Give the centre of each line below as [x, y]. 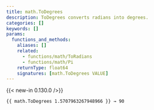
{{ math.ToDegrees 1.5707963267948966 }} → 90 [65, 102]
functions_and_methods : [41, 40]
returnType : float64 [43, 68]
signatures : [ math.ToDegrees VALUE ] [63, 73]
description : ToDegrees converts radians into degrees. [77, 17]
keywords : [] [22, 29]
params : [16, 34]
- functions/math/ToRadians [57, 57]
